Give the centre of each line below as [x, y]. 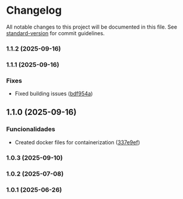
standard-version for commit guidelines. [55, 33]
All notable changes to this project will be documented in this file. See [92, 27]
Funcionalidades [31, 129]
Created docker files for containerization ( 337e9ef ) [77, 142]
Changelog [34, 10]
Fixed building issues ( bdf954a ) [54, 94]
